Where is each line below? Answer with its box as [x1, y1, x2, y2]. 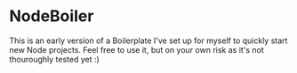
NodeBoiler [9, 6, 94, 26]
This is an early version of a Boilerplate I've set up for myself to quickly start [9, 35, 288, 46]
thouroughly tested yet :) [9, 54, 100, 64]
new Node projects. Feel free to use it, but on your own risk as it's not [9, 44, 264, 55]
